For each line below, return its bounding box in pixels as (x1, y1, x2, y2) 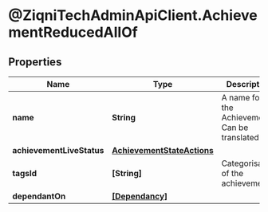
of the (221, 168, 244, 179)
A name (221, 92, 250, 103)
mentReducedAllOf (8, 23, 138, 41)
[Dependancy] (111, 190, 168, 202)
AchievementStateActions (111, 145, 214, 155)
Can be (221, 122, 249, 133)
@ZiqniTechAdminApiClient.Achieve (8, 6, 258, 25)
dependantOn (12, 190, 66, 202)
